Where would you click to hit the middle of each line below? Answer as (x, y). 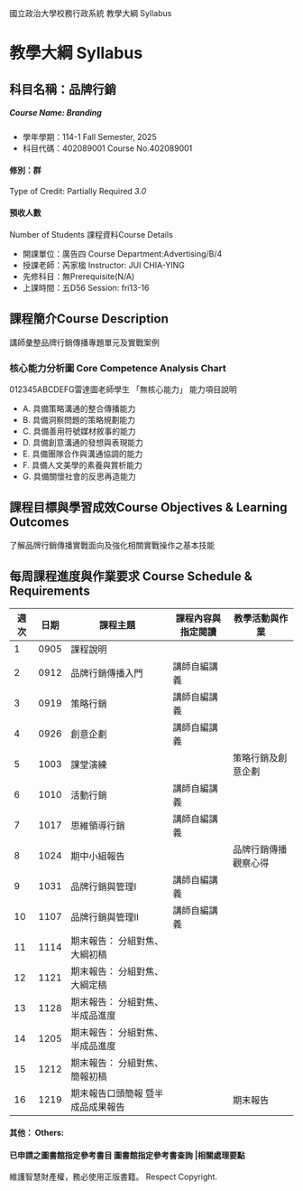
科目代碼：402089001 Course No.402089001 (107, 148)
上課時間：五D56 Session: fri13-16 (86, 287)
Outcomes (39, 522)
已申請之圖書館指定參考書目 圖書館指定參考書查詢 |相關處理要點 (127, 1155)
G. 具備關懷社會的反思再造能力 (79, 476)
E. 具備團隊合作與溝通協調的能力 (83, 454)
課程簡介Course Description (89, 319)
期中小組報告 (98, 856)
